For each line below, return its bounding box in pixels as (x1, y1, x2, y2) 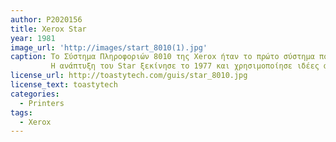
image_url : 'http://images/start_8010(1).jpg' (10, 42, 208, 53)
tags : (10, 107, 33, 118)
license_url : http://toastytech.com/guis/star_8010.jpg (10, 71, 248, 81)
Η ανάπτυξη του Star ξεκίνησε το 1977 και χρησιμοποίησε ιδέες (50, 61, 320, 71)
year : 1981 (10, 33, 56, 43)
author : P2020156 (10, 14, 83, 25)
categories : (10, 89, 60, 99)
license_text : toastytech (10, 80, 118, 90)
